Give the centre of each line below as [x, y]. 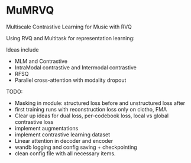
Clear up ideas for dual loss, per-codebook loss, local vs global [92, 116]
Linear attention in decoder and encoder [64, 140]
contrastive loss [34, 122]
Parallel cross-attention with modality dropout [70, 80]
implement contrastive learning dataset [62, 135]
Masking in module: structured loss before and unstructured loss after [100, 103]
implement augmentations [46, 128]
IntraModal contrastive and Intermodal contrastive [76, 67]
